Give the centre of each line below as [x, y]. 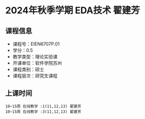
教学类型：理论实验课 [35, 57]
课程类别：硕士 [28, 69]
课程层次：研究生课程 [35, 76]
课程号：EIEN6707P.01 [36, 44]
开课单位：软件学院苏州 [37, 63]
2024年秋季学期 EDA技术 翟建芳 [72, 10]
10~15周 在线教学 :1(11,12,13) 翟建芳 [43, 106]
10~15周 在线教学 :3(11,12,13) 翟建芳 [43, 112]
